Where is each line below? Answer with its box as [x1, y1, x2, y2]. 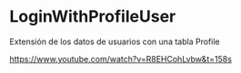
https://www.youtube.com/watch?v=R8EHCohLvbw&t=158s [9, 53, 232, 64]
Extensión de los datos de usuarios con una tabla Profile [9, 36, 220, 47]
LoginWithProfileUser [9, 6, 176, 27]
